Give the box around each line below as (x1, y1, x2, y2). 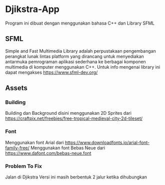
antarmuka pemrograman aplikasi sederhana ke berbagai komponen (5, 59, 146, 65)
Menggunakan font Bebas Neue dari (30, 144, 105, 151)
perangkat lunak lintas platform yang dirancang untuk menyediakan (5, 53, 144, 59)
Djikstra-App (5, 4, 60, 15)
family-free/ (5, 144, 30, 151)
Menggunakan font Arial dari (5, 139, 64, 145)
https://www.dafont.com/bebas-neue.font (5, 150, 91, 156)
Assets (5, 84, 27, 92)
